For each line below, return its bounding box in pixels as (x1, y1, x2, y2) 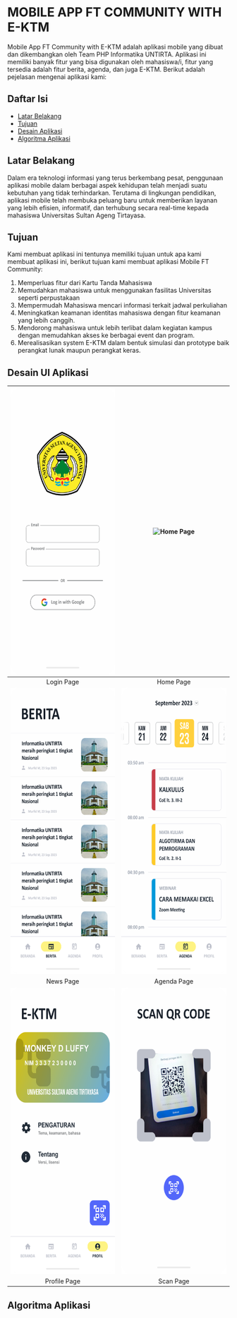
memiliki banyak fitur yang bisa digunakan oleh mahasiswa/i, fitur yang (7, 57, 214, 66)
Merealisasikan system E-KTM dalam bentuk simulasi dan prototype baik (17, 339, 229, 347)
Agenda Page (154, 977, 194, 986)
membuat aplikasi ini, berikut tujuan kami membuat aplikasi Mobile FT (7, 258, 209, 266)
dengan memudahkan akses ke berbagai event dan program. (17, 331, 195, 339)
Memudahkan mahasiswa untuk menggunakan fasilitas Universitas (17, 286, 212, 295)
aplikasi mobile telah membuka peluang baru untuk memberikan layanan (7, 195, 217, 205)
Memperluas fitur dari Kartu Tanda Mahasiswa (17, 279, 152, 287)
